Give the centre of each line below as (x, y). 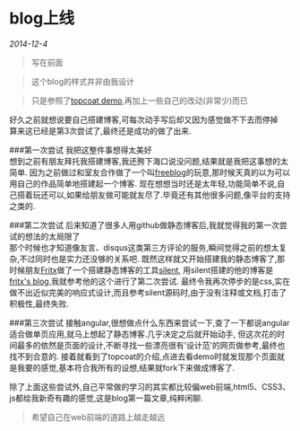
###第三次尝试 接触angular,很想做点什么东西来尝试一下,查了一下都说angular (150, 322)
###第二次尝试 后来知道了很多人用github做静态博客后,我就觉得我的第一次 (145, 224)
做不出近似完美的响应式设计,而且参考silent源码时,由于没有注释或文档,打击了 (148, 292)
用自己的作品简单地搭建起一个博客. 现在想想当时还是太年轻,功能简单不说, (143, 183)
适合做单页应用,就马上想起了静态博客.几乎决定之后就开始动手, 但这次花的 (143, 334)
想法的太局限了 (52, 236)
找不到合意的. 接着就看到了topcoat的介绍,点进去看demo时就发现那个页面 (143, 356)
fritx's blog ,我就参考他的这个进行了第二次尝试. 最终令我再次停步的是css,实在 (150, 281)
